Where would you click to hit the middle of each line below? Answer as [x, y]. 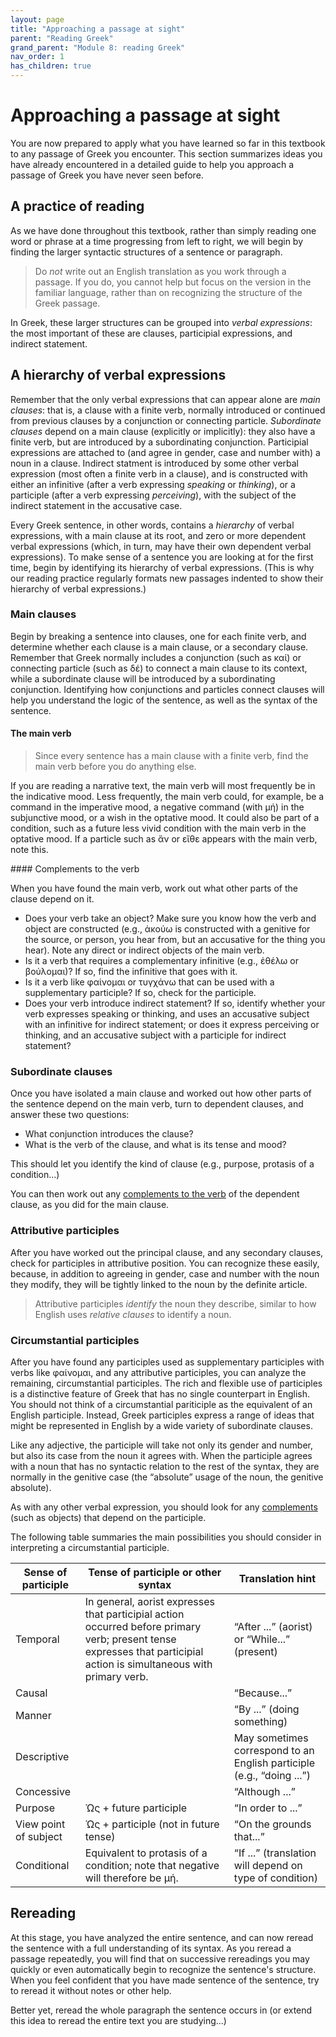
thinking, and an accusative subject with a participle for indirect [155, 1035]
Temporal [37, 1639]
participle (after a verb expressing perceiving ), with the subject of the [153, 495]
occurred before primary [143, 1626]
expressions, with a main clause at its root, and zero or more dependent [158, 535]
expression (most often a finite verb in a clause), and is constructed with [159, 473]
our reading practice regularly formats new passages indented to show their [167, 578]
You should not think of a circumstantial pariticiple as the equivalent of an [161, 1404]
